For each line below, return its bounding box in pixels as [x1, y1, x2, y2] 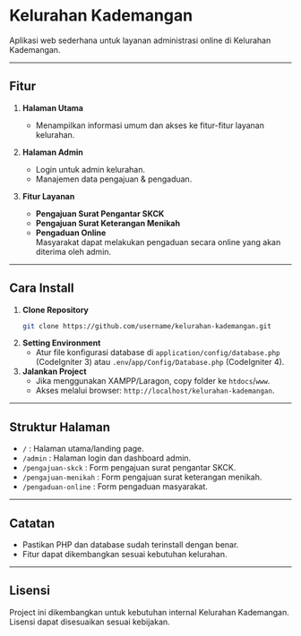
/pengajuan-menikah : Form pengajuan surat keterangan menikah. [21, 471, 262, 483]
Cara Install [9, 281, 74, 296]
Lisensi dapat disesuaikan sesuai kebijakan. [9, 616, 170, 627]
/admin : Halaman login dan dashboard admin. [21, 453, 192, 463]
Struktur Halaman [9, 420, 110, 435]
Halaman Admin [21, 147, 83, 157]
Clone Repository [21, 304, 90, 315]
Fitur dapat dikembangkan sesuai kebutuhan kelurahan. [21, 549, 228, 560]
